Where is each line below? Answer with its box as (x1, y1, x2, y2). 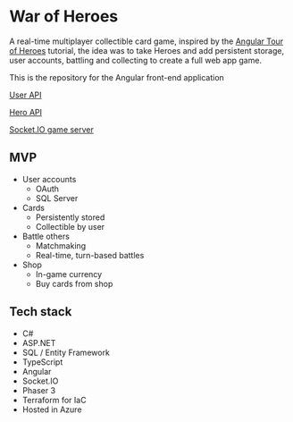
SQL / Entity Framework (21, 347, 110, 358)
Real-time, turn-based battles (35, 249, 145, 260)
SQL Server (35, 192, 79, 203)
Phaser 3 (21, 384, 56, 395)
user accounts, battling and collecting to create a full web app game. (9, 55, 262, 65)
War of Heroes (9, 6, 119, 27)
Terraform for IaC (21, 394, 87, 405)
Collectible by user (35, 221, 105, 232)
